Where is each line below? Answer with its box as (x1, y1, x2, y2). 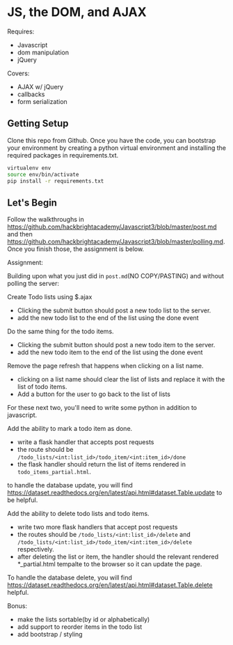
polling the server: (7, 280, 59, 288)
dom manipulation (17, 48, 70, 56)
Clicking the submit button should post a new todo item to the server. (17, 341, 216, 349)
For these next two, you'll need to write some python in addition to (7, 404, 197, 412)
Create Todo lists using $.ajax (7, 293, 93, 301)
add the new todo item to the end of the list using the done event (17, 348, 203, 356)
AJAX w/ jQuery (17, 82, 64, 91)
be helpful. (7, 496, 38, 504)
